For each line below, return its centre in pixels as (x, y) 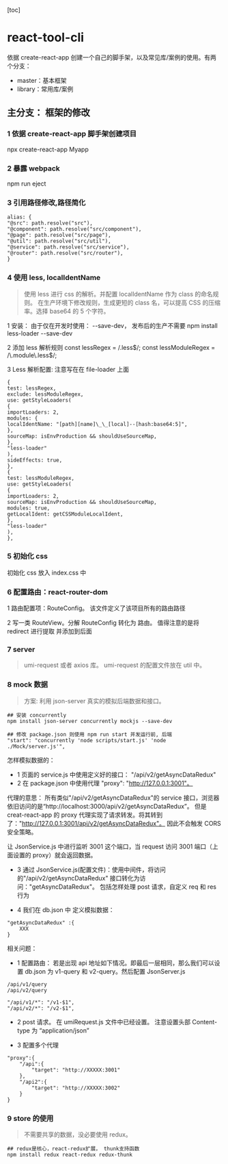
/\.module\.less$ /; (32, 355)
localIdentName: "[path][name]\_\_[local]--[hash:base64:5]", (97, 424)
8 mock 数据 (28, 685)
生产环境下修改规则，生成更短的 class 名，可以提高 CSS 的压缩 (132, 302)
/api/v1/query (27, 984)
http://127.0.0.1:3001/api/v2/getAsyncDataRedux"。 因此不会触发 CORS (122, 823)
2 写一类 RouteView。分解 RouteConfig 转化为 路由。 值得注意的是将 (103, 623)
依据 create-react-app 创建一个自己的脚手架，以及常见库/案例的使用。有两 (112, 57)
